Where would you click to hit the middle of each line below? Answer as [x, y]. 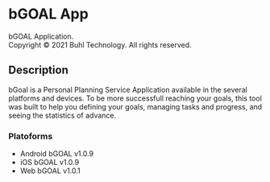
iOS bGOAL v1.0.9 [49, 163]
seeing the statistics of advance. [62, 115]
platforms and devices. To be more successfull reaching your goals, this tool [135, 98]
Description [38, 70]
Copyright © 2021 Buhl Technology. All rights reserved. [100, 44]
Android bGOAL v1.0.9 [57, 154]
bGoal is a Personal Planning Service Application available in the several [128, 89]
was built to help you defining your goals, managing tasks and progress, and [135, 106]
